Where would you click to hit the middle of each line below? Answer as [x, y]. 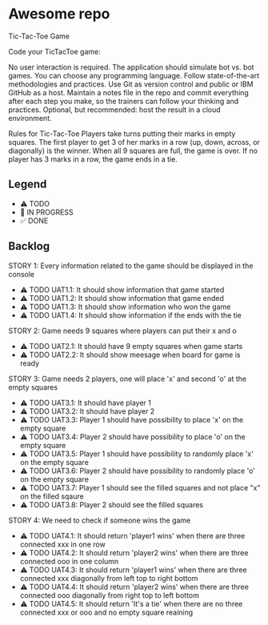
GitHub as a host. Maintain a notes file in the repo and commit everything [129, 92]
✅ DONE [34, 220]
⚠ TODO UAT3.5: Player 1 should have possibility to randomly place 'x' [136, 454]
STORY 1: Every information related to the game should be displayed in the [131, 266]
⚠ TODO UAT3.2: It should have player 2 [87, 411]
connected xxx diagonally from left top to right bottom [109, 578]
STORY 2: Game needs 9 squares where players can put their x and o [123, 331]
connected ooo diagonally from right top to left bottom [110, 595]
